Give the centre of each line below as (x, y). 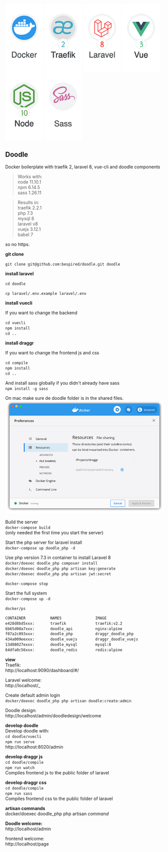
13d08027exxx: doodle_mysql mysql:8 (58, 645)
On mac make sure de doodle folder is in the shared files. (65, 398)
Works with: (30, 176)
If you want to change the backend (41, 313)
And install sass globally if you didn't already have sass (62, 383)
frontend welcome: (25, 838)
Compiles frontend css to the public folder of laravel (59, 799)
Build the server (22, 522)
